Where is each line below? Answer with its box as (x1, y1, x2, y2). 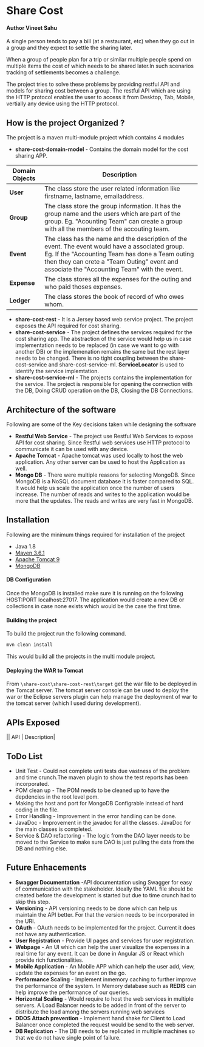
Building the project (6, 616, 57, 624)
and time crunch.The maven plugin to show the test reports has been (15, 774, 188, 781)
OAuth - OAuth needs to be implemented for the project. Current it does (15, 923, 195, 931)
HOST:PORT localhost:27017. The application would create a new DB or (6, 596, 185, 603)
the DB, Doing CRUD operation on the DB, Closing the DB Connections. (15, 387, 193, 394)
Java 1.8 (15, 542, 36, 550)
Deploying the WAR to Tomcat (6, 667, 84, 674)
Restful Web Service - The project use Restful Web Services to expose (15, 433, 194, 440)
